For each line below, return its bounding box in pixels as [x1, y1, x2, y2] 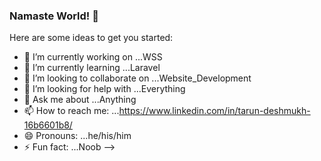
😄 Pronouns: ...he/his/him [23, 130, 132, 142]
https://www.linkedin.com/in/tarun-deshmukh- [118, 105, 311, 117]
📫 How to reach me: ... [23, 105, 120, 117]
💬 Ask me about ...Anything [23, 94, 137, 106]
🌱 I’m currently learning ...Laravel [23, 62, 161, 74]
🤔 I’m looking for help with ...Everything [23, 83, 186, 95]
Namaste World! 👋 [9, 9, 100, 23]
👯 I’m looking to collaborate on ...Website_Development [23, 72, 252, 84]
